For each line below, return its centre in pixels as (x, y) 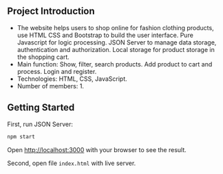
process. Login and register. (57, 71)
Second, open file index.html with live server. (72, 163)
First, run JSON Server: (40, 124)
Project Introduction (51, 11)
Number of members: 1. (51, 86)
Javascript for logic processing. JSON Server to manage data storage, (117, 42)
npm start (21, 136)
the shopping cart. (43, 57)
